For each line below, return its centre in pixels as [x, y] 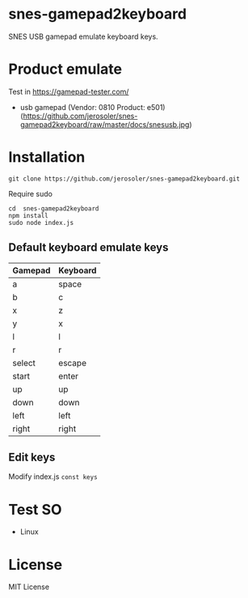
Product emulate [65, 69]
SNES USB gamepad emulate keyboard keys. [84, 36]
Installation [47, 157]
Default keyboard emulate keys [88, 248]
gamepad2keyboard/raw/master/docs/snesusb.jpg [105, 124]
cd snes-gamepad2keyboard [54, 208]
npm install [28, 215]
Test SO [35, 509]
